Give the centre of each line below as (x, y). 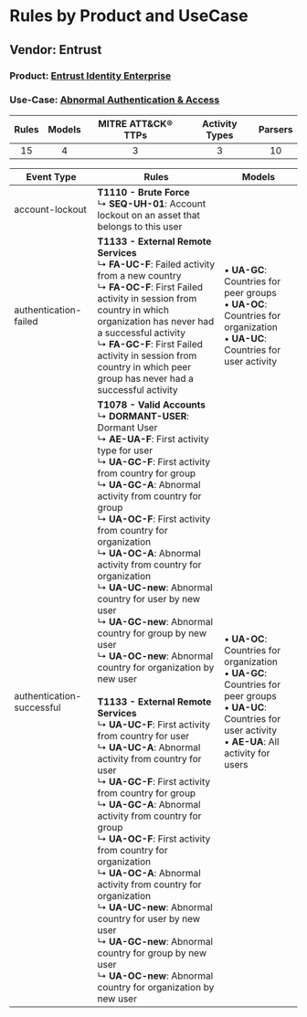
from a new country (139, 275)
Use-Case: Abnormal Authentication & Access (115, 100)
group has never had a (146, 378)
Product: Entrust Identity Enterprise (90, 76)
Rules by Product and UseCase (129, 16)
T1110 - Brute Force (143, 192)
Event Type (51, 176)
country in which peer (144, 366)
